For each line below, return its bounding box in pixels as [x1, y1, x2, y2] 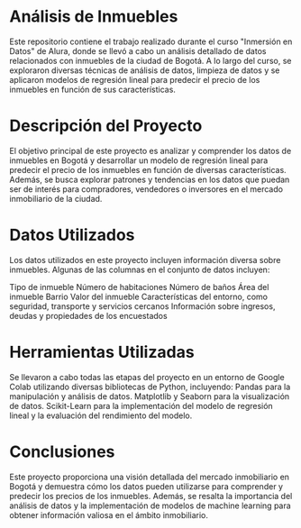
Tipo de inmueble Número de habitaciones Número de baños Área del [9, 281, 269, 292]
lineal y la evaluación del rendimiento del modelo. [9, 410, 193, 421]
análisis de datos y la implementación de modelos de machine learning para [9, 500, 291, 511]
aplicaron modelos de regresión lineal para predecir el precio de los [9, 74, 260, 85]
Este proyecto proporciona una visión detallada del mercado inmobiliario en [9, 471, 290, 482]
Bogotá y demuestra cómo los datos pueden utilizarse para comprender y [9, 480, 284, 492]
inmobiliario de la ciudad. [9, 193, 103, 204]
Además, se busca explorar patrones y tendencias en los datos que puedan [9, 174, 290, 185]
